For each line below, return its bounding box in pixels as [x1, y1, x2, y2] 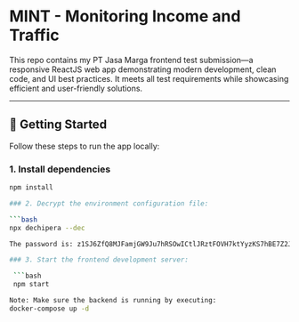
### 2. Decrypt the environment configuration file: [9, 198, 209, 208]
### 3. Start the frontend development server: [9, 255, 190, 264]
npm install [9, 183, 53, 192]
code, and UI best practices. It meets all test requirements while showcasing [9, 73, 289, 84]
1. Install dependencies [9, 163, 111, 175]
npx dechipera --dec [9, 223, 86, 232]
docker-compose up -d [9, 304, 90, 313]
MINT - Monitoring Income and [9, 6, 241, 27]
